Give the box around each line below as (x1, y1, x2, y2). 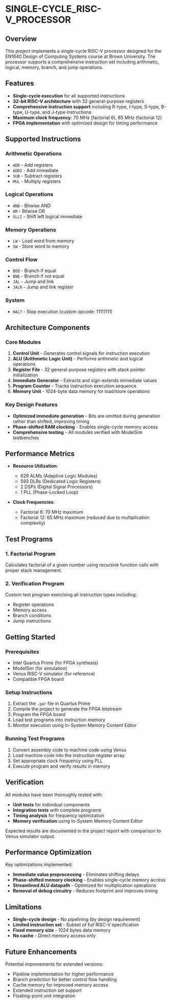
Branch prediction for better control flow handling (12, 976, 117, 982)
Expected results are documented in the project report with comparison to (5, 828, 161, 834)
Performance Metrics (5, 449, 75, 458)
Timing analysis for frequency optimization (12, 812, 105, 819)
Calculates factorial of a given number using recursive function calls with (5, 562, 159, 568)
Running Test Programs (5, 735, 65, 742)
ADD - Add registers (12, 162, 53, 168)
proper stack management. (5, 567, 62, 574)
